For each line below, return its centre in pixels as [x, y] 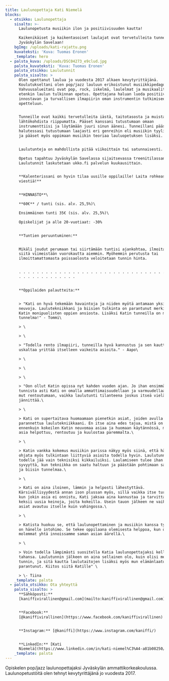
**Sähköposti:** [35, 594]
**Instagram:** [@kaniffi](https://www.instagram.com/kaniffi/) [87, 631]
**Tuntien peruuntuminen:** [48, 236]
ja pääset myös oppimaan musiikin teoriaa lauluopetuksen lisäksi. [91, 136]
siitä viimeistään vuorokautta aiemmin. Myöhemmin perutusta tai [88, 254]
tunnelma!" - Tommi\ [40, 318]
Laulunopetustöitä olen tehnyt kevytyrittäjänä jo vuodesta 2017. [70, 673]
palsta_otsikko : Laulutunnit [45, 71]
